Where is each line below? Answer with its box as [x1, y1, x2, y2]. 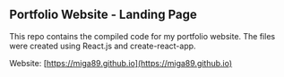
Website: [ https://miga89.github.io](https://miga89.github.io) [9, 57, 233, 68]
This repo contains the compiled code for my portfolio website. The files [9, 30, 276, 41]
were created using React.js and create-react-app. [9, 40, 196, 51]
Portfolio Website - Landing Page [9, 7, 197, 22]
